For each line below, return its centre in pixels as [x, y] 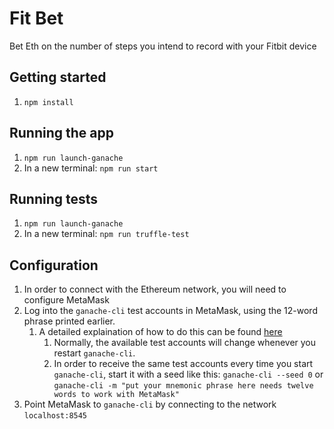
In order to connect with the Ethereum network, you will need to [155, 289]
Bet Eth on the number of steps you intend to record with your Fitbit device [163, 46]
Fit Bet [36, 18]
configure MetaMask [66, 300]
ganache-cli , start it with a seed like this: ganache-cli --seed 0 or [188, 374]
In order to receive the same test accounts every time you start [183, 364]
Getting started [58, 77]
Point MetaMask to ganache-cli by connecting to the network [150, 404]
